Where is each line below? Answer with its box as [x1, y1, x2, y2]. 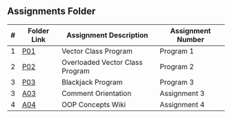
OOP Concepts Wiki [61, 99, 126, 109]
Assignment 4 [159, 99, 205, 109]
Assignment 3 [159, 88, 205, 98]
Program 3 [159, 77, 195, 87]
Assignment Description [66, 30, 148, 40]
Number [177, 35, 205, 44]
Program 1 [159, 46, 195, 56]
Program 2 [159, 61, 195, 71]
